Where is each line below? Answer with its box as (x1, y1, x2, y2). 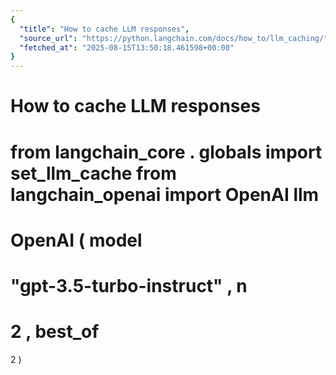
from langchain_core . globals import (10, 141, 323, 163)
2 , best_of (10, 321, 100, 343)
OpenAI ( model (10, 229, 143, 251)
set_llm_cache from (10, 162, 177, 185)
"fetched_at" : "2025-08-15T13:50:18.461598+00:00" (19, 42, 235, 53)
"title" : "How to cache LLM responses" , (19, 24, 190, 34)
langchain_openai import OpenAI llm (10, 183, 320, 206)
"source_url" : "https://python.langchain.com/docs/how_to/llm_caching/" (19, 33, 329, 43)
